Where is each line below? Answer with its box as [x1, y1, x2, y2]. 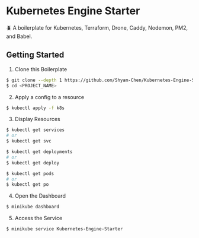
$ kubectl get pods [6, 170, 54, 176]
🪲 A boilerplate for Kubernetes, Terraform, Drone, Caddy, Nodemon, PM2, [6, 24, 188, 31]
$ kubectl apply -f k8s [6, 105, 65, 111]
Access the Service [14, 215, 63, 222]
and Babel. [6, 33, 33, 40]
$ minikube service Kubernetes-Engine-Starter [6, 226, 123, 232]
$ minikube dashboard [6, 204, 60, 210]
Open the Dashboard [14, 192, 66, 199]
